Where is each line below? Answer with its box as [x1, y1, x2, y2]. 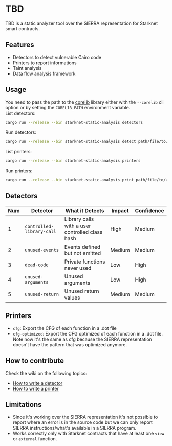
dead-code [25, 262, 49, 268]
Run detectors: [5, 129, 37, 135]
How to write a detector [12, 380, 63, 386]
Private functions [64, 258, 105, 265]
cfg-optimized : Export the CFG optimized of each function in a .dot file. [12, 330, 163, 337]
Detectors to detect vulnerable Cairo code [12, 54, 101, 60]
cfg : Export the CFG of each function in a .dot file [12, 325, 117, 331]
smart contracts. [5, 25, 40, 31]
